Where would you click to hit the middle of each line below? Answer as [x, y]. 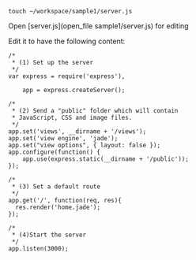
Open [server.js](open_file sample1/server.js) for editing [98, 26]
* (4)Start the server [49, 235]
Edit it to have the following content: [67, 41]
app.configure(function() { [55, 152]
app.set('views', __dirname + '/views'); [77, 132]
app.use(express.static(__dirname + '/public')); [106, 159]
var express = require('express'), [67, 76]
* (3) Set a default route [56, 187]
